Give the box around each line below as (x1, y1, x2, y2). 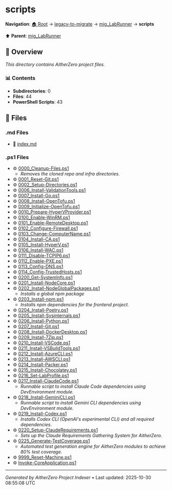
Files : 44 (12, 93, 32, 100)
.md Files (5, 129, 29, 136)
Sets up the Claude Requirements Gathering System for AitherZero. (20, 433, 162, 439)
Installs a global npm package (20, 291, 84, 297)
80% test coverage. (20, 449, 62, 455)
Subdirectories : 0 (12, 88, 51, 94)
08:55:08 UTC (5, 480, 35, 486)
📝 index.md (12, 141, 37, 147)
